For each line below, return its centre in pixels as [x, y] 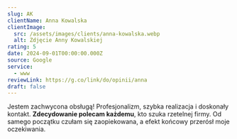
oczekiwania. [27, 129]
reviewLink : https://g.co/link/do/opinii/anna [77, 80]
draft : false [27, 87]
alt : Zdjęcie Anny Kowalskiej [58, 40]
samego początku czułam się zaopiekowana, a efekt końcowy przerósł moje [119, 122]
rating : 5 [22, 47]
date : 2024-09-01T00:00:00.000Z [55, 54]
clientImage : [27, 27]
